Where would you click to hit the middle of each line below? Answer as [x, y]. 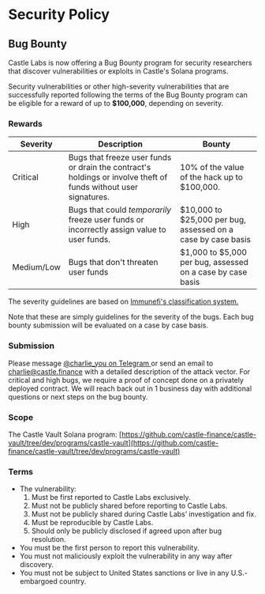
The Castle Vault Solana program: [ [65, 434]
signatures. [89, 197]
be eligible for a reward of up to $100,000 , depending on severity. [116, 103]
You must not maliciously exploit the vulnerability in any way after [126, 556]
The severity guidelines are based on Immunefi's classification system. [123, 301]
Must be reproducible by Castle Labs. [92, 523]
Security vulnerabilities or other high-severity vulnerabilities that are [119, 86]
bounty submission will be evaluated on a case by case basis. [108, 325]
